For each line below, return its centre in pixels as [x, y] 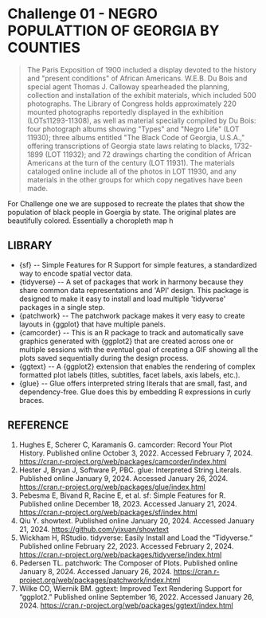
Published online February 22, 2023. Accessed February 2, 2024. [126, 546]
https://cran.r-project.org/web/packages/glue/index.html [112, 487]
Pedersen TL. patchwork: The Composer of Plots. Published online [128, 563]
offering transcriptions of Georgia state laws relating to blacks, [129, 146]
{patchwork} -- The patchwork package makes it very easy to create [132, 315]
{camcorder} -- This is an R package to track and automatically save [131, 332]
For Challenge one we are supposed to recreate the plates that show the [126, 203]
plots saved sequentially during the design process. [104, 358]
